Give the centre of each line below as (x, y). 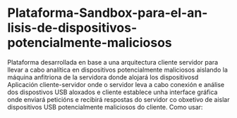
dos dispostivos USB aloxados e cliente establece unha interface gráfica (113, 92)
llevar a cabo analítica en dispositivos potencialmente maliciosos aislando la (117, 70)
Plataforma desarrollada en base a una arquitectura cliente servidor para (113, 62)
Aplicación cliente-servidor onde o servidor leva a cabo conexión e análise (116, 84)
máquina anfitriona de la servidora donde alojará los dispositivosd (103, 77)
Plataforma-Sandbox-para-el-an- (108, 13)
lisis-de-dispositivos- (72, 28)
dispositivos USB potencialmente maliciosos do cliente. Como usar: (105, 107)
